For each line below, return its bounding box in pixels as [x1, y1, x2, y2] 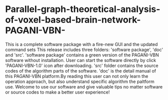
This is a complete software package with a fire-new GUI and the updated [5, 41, 158, 47]
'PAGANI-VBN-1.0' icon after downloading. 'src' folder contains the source [5, 62, 159, 68]
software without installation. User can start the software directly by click [5, 57, 156, 63]
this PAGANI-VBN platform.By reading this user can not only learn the [5, 73, 148, 79]
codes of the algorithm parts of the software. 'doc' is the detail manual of [5, 67, 156, 73]
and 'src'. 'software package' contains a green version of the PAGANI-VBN [5, 51, 159, 58]
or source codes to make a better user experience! [5, 89, 110, 95]
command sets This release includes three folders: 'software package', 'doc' [5, 46, 163, 52]
